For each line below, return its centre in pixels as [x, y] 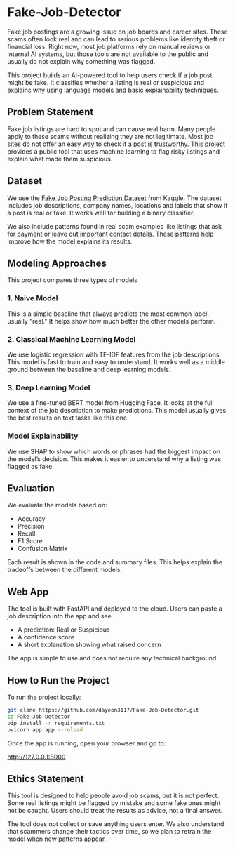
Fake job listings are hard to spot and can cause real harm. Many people [112, 129]
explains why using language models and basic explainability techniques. [113, 90]
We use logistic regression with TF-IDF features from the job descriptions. [114, 354]
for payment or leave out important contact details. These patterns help [110, 234]
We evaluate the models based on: [57, 505]
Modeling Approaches [57, 263]
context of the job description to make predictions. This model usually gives [117, 411]
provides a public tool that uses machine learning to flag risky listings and [114, 151]
